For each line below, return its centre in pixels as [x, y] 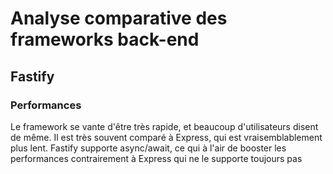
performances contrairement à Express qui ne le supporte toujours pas [156, 158]
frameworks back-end [105, 39]
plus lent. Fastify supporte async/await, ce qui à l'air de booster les [148, 148]
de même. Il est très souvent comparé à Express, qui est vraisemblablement [166, 137]
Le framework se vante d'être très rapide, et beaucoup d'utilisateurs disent [164, 126]
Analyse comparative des [119, 18]
